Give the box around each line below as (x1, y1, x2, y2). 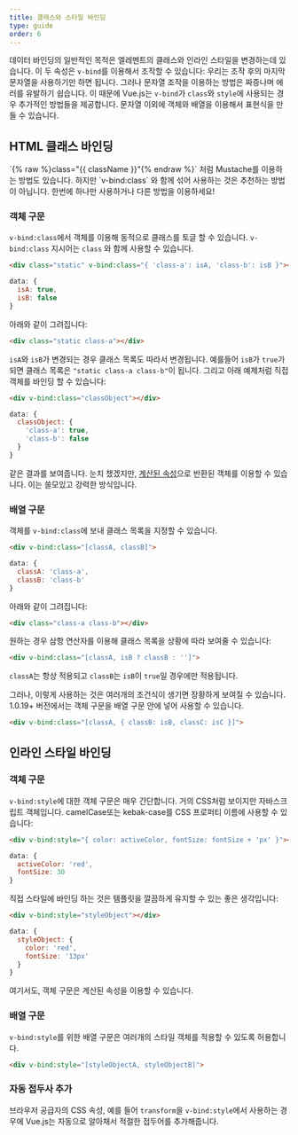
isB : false (17, 294, 58, 302)
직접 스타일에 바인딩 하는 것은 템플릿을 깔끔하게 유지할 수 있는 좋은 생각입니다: (9, 893, 279, 904)
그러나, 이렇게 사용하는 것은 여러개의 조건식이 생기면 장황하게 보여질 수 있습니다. (9, 689, 286, 701)
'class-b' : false (25, 434, 90, 443)
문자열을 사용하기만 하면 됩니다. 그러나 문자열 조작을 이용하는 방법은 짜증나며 (9, 77, 275, 88)
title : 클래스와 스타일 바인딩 (9, 12, 106, 22)
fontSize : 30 (17, 868, 66, 877)
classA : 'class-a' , (17, 567, 90, 576)
